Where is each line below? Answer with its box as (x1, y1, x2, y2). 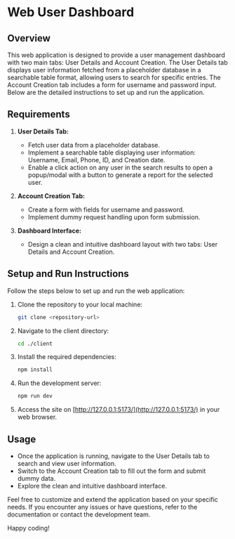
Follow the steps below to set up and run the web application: (7, 286, 185, 295)
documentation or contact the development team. (7, 510, 151, 519)
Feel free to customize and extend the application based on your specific (7, 495, 219, 503)
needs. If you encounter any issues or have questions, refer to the (7, 502, 198, 511)
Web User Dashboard (7, 4, 135, 20)
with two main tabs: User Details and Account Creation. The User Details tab (7, 58, 228, 67)
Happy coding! (7, 524, 51, 532)
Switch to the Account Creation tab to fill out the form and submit (17, 467, 206, 475)
